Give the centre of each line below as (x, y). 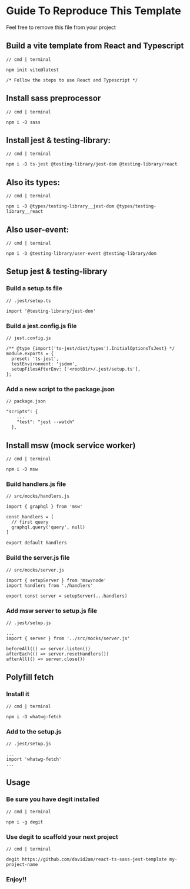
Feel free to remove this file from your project (61, 27)
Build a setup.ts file (34, 288)
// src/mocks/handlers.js (38, 497)
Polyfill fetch (30, 677)
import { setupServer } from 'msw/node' (56, 580)
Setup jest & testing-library (57, 272)
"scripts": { (22, 412)
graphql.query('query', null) (48, 527)
